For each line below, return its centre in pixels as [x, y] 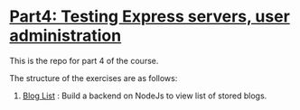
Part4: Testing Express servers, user [150, 17]
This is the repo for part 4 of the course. [84, 60]
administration [66, 36]
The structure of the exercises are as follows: [94, 78]
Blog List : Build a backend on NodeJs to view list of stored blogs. [145, 96]
